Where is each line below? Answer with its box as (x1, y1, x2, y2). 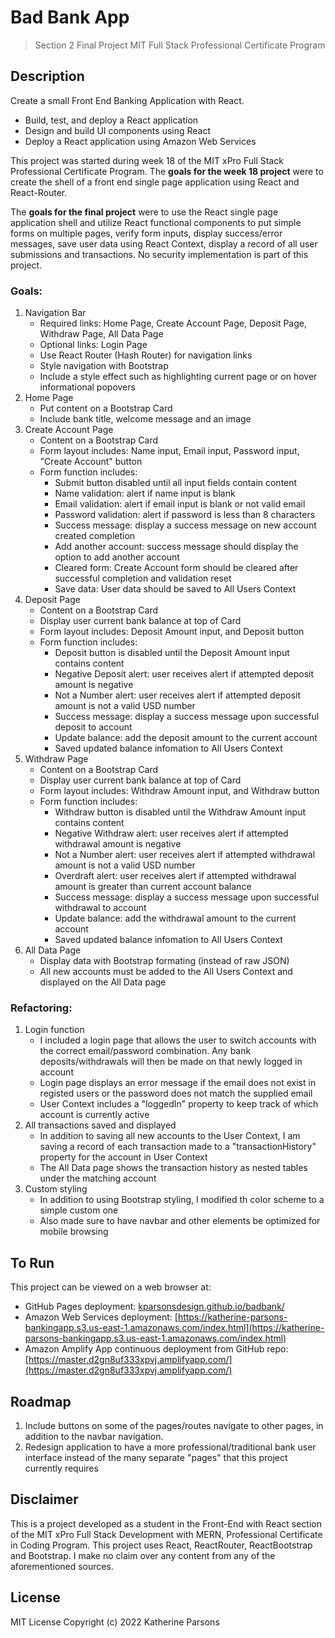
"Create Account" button (39, 456, 143, 468)
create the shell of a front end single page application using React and (10, 176, 300, 188)
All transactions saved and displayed (24, 1119, 177, 1131)
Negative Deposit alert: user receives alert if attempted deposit (54, 668, 315, 680)
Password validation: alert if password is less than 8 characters (54, 509, 316, 521)
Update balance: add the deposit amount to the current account (54, 732, 318, 744)
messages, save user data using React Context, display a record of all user (10, 237, 318, 250)
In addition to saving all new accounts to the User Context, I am (39, 1130, 301, 1142)
